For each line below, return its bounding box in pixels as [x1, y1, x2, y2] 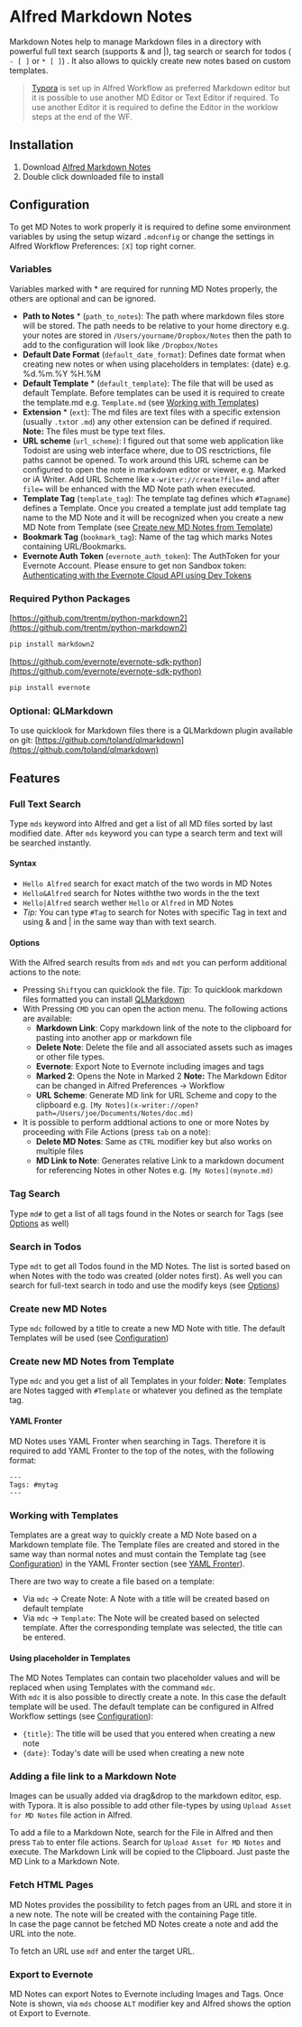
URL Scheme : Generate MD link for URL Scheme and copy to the [35, 1090, 278, 1101]
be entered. [22, 1631, 66, 1642]
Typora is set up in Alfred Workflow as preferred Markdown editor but [31, 82, 291, 93]
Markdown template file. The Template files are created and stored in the [9, 1538, 280, 1550]
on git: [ [9, 734, 39, 746]
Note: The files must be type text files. [22, 425, 166, 436]
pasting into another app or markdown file [35, 1032, 192, 1043]
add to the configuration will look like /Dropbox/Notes [22, 339, 219, 350]
